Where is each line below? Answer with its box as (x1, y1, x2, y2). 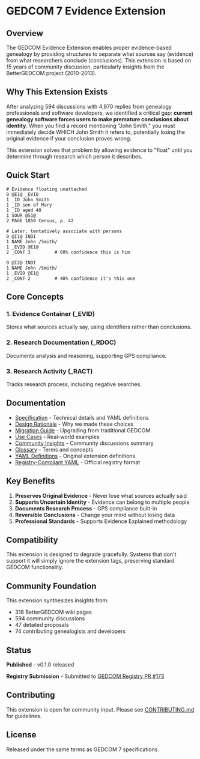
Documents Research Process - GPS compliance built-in (14, 504, 157, 512)
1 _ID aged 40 (6, 207, 42, 213)
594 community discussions (14, 615, 85, 622)
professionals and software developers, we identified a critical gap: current (6, 109, 193, 116)
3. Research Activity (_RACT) (6, 367, 93, 375)
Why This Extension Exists (6, 87, 108, 97)
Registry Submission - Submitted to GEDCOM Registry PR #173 (6, 673, 165, 680)
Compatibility (6, 534, 58, 545)
